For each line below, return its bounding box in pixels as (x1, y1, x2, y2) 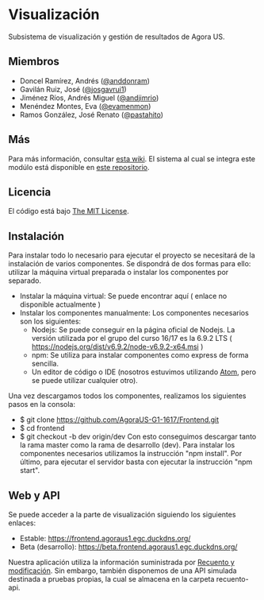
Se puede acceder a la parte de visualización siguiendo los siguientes (8, 510, 236, 519)
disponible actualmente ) (19, 300, 101, 309)
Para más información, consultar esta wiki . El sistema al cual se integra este (8, 153, 256, 164)
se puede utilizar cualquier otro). (31, 376, 139, 385)
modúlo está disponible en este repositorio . (8, 162, 150, 172)
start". (19, 466, 40, 475)
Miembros (8, 55, 59, 68)
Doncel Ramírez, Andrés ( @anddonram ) (19, 75, 151, 85)
